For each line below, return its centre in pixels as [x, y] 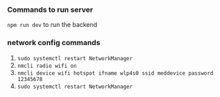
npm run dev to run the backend [52, 25]
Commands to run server [50, 10]
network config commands [54, 43]
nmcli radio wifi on [47, 66]
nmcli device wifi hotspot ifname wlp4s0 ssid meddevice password [115, 73]
